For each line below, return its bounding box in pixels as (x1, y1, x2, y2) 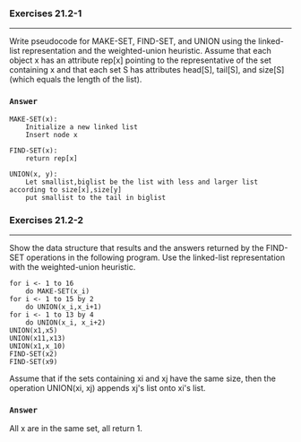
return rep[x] (25, 153, 78, 163)
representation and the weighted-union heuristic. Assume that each (21, 46, 271, 56)
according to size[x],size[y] (9, 185, 123, 195)
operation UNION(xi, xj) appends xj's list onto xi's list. (9, 382, 206, 393)
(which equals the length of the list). (9, 74, 142, 85)
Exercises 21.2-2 (9, 213, 83, 226)
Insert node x (25, 130, 78, 139)
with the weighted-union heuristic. (9, 261, 136, 272)
